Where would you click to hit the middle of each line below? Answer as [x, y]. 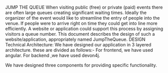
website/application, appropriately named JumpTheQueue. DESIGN [75, 39]
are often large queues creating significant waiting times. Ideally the [76, 13]
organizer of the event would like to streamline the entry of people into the [83, 18]
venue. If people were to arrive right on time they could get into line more [81, 23]
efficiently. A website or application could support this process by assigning [84, 29]
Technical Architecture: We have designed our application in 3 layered [78, 45]
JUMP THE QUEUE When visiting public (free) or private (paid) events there [84, 7]
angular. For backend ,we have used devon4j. [53, 55]
